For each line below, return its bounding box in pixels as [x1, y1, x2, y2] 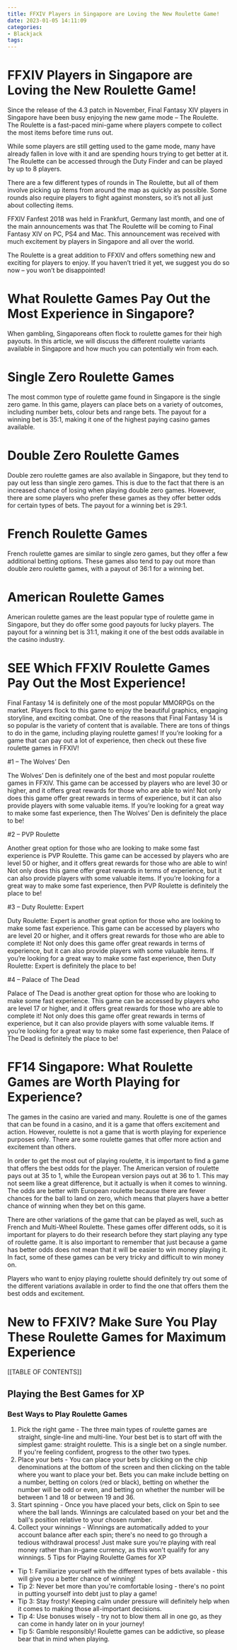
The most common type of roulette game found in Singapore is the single [7, 392, 221, 401]
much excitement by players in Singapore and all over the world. [7, 237, 195, 246]
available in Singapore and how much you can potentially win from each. [7, 344, 219, 353]
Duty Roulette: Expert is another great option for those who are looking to [7, 916, 221, 925]
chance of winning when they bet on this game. [7, 1202, 146, 1210]
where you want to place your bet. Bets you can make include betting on [17, 1471, 229, 1479]
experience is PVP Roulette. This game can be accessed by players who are [7, 851, 229, 859]
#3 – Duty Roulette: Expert [7, 903, 84, 911]
